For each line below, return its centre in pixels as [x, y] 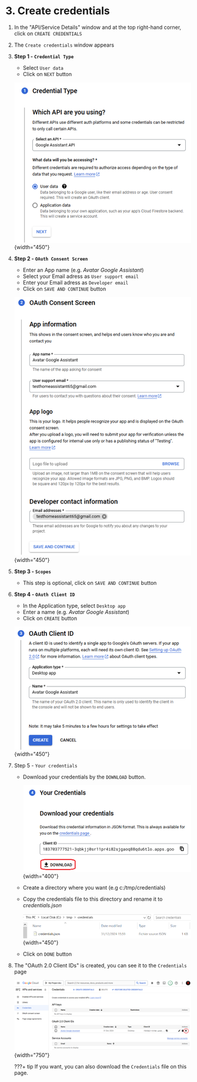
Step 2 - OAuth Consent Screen [51, 259]
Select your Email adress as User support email [81, 276]
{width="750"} [32, 1055]
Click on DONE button [47, 954]
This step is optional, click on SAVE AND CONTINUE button [90, 583]
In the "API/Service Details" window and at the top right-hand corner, [98, 27]
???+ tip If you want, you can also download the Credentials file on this [100, 1067]
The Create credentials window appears [64, 45]
